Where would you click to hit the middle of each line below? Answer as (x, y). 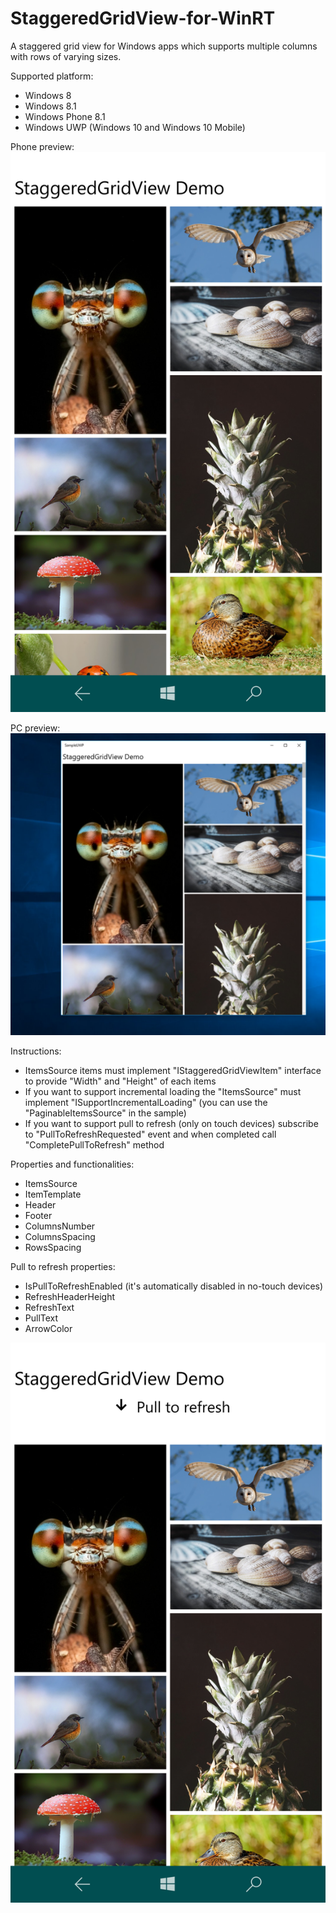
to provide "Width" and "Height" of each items (120, 1081)
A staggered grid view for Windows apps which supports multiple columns (164, 46)
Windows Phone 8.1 (65, 116)
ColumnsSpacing (60, 1237)
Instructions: (36, 1051)
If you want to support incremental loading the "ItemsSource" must (163, 1092)
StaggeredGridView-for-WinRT (143, 18)
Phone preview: (42, 146)
